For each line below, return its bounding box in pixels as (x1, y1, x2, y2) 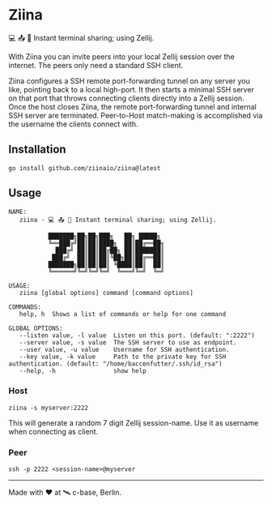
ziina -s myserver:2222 (8, 404, 89, 412)
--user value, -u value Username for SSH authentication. (19, 345, 230, 353)
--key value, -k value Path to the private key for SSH (19, 353, 227, 361)
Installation (8, 143, 66, 156)
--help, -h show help (19, 366, 147, 374)
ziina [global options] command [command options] (19, 289, 194, 297)
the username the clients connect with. (8, 119, 139, 129)
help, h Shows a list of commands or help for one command (19, 310, 227, 318)
